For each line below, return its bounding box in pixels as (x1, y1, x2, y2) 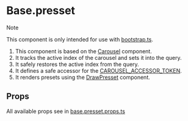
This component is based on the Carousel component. (15, 47, 153, 55)
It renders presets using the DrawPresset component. (15, 73, 151, 81)
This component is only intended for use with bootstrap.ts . (6, 35, 154, 43)
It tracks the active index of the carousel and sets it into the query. (15, 54, 182, 61)
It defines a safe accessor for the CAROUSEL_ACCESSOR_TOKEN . (15, 67, 182, 74)
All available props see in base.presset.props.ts (6, 108, 125, 115)
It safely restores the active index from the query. (15, 61, 139, 68)
